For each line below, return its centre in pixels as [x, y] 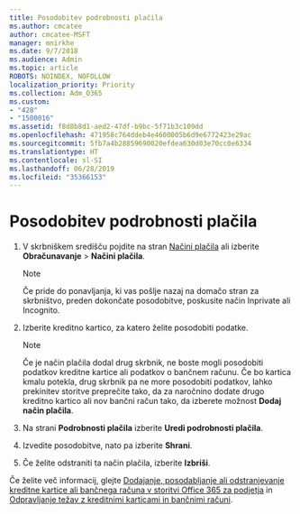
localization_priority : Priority [72, 85]
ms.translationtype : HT [54, 151]
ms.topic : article [44, 69]
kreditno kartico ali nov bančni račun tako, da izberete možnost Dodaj [152, 401]
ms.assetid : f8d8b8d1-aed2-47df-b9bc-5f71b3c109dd [106, 127]
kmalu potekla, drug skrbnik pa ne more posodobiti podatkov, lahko [147, 382]
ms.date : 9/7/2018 [44, 51]
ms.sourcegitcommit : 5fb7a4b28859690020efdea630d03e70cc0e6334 [131, 143]
